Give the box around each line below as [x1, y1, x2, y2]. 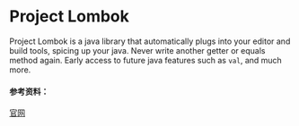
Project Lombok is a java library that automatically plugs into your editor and [9, 36, 291, 46]
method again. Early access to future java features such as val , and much [9, 55, 283, 65]
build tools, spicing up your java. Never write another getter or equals [9, 45, 266, 55]
